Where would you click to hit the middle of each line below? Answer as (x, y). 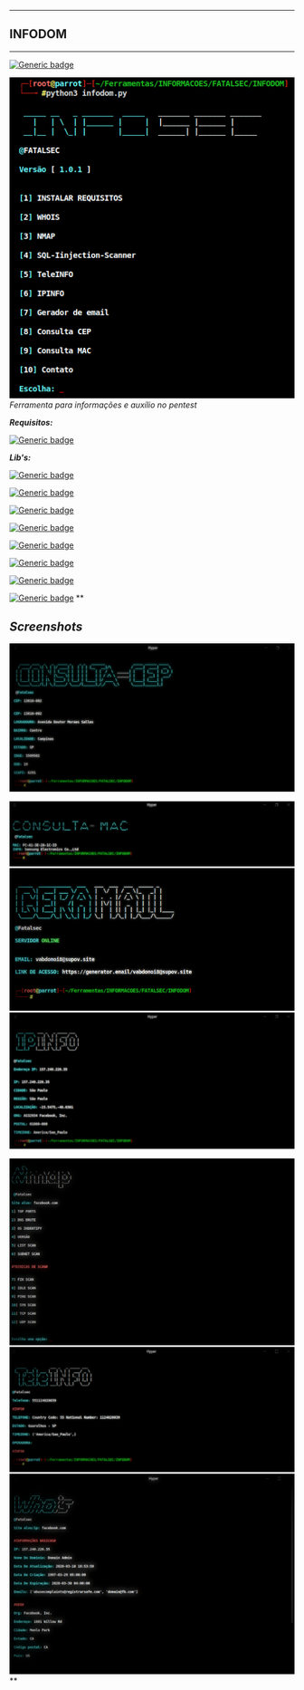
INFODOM (38, 34)
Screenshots (46, 626)
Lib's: (20, 457)
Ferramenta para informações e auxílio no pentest (103, 405)
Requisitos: (31, 423)
